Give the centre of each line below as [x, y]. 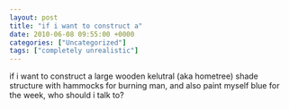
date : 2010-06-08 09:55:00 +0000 [72, 34]
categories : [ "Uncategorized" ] [68, 42]
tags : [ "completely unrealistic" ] [74, 51]
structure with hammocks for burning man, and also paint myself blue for [144, 86]
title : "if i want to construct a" [76, 26]
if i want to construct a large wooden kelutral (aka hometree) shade [134, 76]
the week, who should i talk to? [67, 96]
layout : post [34, 17]
